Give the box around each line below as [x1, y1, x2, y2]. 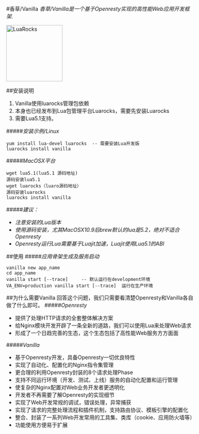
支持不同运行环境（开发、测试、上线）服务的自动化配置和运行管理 [14, 376, 178, 383]
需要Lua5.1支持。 [14, 115, 57, 122]
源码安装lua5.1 [6, 176, 41, 182]
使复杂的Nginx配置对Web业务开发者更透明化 [14, 384, 125, 391]
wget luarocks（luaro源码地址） [6, 183, 82, 189]
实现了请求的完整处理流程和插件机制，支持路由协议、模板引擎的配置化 [14, 406, 189, 413]
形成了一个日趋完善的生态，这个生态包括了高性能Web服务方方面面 [14, 330, 179, 336]
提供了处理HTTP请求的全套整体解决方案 [14, 315, 114, 321]
